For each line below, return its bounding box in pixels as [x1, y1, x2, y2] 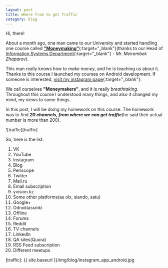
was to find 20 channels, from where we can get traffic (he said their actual [5, 112, 163, 118]
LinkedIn [12, 231, 31, 237]
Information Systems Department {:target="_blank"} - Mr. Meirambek [5, 51, 147, 57]
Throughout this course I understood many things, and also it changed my [5, 91, 158, 98]
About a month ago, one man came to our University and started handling [5, 40, 157, 46]
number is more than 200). [5, 117, 61, 123]
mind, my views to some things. [5, 97, 71, 103]
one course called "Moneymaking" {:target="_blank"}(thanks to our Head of [5, 46, 163, 52]
